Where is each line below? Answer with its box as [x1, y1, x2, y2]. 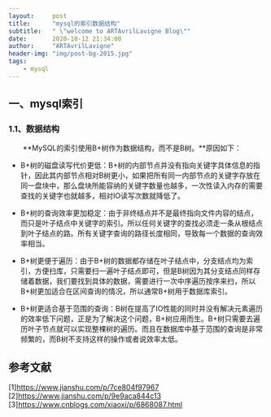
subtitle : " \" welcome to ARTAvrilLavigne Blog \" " [8, 27, 191, 35]
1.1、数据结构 [8, 124, 59, 135]
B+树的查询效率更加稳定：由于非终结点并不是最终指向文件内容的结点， [20, 208, 259, 218]
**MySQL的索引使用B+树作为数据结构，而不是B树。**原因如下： [22, 143, 242, 153]
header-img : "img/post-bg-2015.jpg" [8, 50, 133, 58]
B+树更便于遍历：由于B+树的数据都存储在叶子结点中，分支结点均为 [20, 256, 247, 266]
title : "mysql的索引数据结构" [8, 20, 120, 28]
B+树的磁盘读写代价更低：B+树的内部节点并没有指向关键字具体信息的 [20, 160, 254, 171]
